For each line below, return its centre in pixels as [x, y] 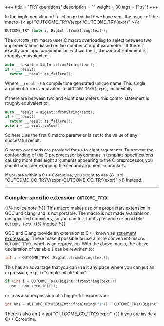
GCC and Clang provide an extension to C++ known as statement [71, 233]
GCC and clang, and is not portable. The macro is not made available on [77, 213]
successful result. [23, 140]
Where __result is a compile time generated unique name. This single [75, 83]
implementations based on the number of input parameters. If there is [75, 45]
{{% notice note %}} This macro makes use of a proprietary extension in [78, 208]
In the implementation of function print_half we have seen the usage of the [82, 16]
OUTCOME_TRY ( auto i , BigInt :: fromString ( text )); [57, 31]
